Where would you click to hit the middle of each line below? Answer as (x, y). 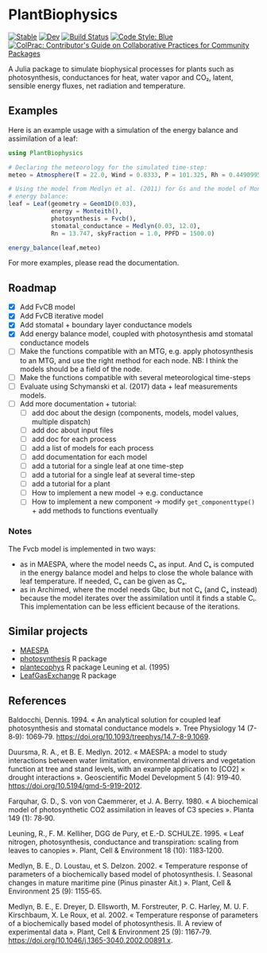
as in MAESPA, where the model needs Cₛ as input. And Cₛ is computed (137, 564)
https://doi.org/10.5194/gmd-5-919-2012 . (75, 786)
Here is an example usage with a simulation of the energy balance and (123, 130)
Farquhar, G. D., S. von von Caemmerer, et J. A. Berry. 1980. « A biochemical (133, 801)
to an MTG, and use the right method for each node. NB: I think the (129, 360)
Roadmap (33, 288)
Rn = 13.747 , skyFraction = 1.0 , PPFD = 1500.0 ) (133, 233)
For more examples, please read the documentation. (94, 263)
